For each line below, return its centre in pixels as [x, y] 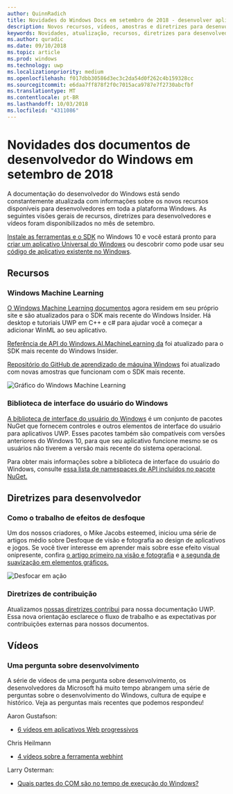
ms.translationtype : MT [42, 91]
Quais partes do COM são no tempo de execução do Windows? [108, 784]
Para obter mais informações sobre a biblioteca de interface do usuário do [113, 461]
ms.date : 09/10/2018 [37, 46]
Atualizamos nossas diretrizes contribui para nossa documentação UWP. [111, 609]
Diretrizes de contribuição [52, 594]
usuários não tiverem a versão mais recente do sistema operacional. [105, 448]
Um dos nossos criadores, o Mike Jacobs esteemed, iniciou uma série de [112, 533]
